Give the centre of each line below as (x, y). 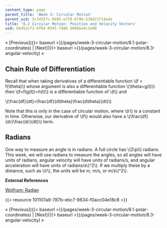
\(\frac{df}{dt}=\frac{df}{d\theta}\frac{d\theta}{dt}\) (59, 101)
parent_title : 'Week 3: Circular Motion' (49, 14)
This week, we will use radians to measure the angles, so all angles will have (83, 154)
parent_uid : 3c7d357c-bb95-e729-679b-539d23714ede (59, 19)
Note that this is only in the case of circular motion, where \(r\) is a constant (83, 111)
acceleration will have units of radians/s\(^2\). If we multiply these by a (78, 165)
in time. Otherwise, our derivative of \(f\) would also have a (66, 116)
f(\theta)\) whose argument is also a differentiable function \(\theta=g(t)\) (80, 86)
